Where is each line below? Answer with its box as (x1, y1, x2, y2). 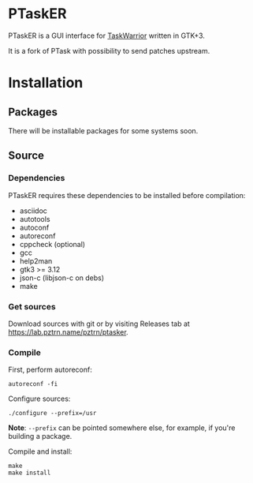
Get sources (8, 301, 57, 312)
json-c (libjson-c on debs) (19, 273, 105, 283)
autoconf (19, 223, 50, 232)
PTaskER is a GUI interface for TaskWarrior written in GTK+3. (8, 31, 205, 40)
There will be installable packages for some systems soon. (8, 125, 199, 135)
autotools (19, 214, 50, 223)
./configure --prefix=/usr (8, 410, 97, 417)
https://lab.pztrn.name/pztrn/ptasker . (8, 327, 128, 336)
